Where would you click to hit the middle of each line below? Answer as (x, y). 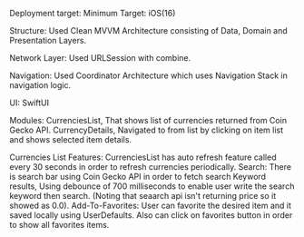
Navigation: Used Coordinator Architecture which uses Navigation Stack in (148, 75)
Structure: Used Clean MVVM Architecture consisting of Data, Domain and (148, 30)
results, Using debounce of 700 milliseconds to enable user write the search (152, 186)
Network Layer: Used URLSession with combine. (100, 58)
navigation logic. (40, 85)
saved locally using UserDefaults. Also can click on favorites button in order (151, 215)
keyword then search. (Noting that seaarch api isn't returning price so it (143, 196)
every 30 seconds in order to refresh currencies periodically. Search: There (151, 167)
